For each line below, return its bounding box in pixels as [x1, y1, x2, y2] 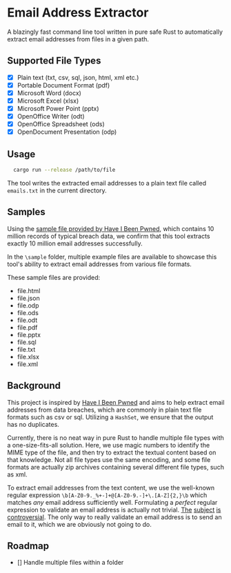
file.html [17, 286, 41, 294]
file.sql [17, 338, 37, 346]
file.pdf [17, 323, 38, 332]
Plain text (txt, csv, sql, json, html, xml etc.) [17, 73, 139, 81]
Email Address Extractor [7, 5, 149, 21]
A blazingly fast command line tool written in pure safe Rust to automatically [7, 28, 223, 36]
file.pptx [17, 330, 41, 339]
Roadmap [7, 540, 50, 552]
